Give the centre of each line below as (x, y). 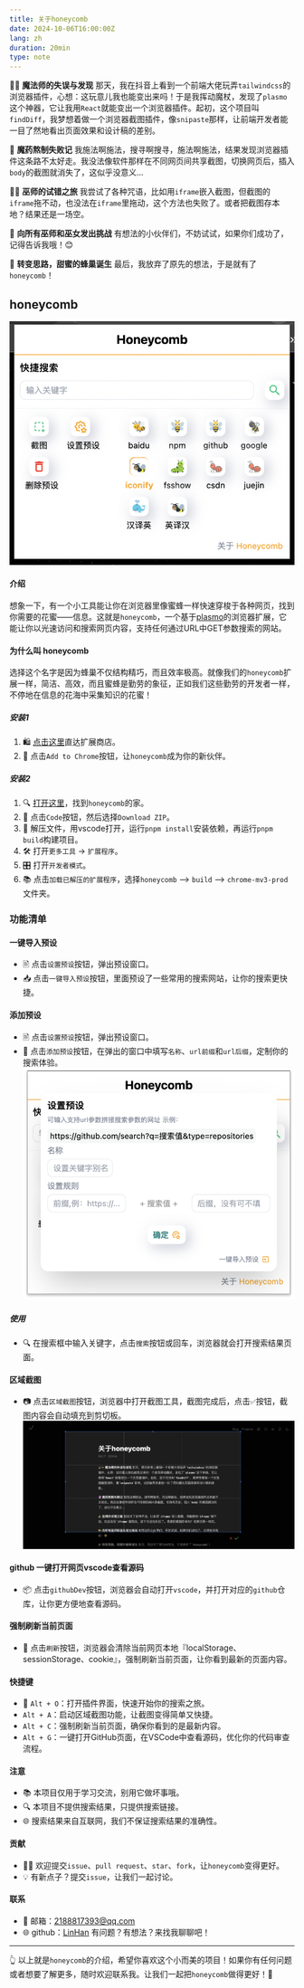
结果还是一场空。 (57, 214)
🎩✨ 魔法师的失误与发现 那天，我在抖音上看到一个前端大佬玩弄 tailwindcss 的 (150, 85)
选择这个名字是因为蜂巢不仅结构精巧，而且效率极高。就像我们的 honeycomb (147, 672)
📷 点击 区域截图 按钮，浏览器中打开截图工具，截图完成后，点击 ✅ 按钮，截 (155, 1402)
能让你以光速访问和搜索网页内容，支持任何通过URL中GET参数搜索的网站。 (148, 628)
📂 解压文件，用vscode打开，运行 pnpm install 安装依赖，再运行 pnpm (147, 829)
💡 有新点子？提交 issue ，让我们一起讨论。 (100, 1877)
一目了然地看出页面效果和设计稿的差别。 (85, 130)
